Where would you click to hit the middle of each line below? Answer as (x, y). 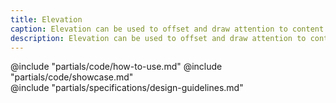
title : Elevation (46, 19)
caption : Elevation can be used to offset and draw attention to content (167, 29)
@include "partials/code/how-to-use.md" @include (116, 67)
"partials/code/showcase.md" (72, 77)
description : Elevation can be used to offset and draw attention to (158, 38)
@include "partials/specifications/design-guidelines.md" (127, 88)
